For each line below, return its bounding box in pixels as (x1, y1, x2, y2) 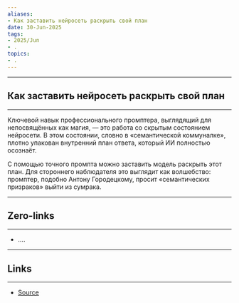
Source (17, 288, 39, 297)
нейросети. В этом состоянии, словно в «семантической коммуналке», (7, 130, 226, 139)
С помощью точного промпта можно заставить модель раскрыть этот (7, 160, 223, 168)
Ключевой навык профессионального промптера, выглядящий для (7, 115, 212, 124)
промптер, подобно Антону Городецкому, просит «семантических (7, 175, 210, 183)
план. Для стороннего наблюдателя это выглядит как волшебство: (7, 167, 211, 175)
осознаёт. (7, 145, 37, 154)
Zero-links (7, 210, 55, 222)
